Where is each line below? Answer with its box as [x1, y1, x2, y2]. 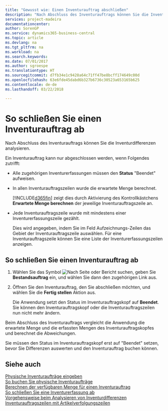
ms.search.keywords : [5, 54, 48, 59]
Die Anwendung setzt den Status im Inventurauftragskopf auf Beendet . [12, 299, 159, 305]
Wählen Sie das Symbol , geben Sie [12, 269, 156, 275]
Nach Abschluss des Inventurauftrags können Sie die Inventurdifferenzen [5, 140, 156, 146]
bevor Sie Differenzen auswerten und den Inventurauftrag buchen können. [5, 345, 158, 352]
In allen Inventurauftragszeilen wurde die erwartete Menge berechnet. [12, 185, 157, 191]
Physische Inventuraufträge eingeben [5, 373, 82, 379]
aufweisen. [12, 175, 35, 181]
